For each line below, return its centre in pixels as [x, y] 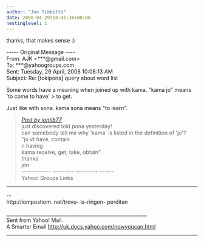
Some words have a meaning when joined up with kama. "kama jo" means [99, 90]
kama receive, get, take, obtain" [61, 152]
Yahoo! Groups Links [47, 178]
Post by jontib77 [41, 120]
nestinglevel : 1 [27, 23]
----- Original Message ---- [41, 52]
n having [32, 146]
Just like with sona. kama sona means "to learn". [67, 108]
